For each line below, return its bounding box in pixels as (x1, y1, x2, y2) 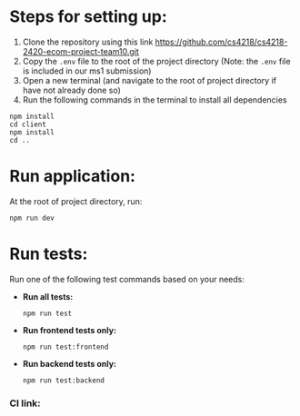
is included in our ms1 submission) (22, 65, 152, 76)
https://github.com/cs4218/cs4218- (155, 36, 288, 47)
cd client (9, 120, 47, 129)
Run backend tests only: (22, 358, 116, 369)
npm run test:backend (22, 375, 105, 385)
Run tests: (9, 243, 88, 264)
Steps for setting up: (9, 6, 168, 27)
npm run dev (9, 213, 55, 223)
